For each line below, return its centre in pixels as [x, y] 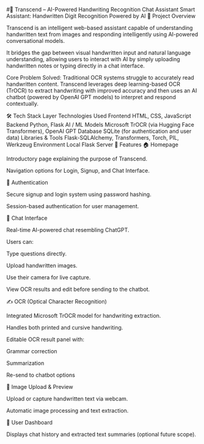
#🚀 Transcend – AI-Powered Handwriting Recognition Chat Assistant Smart [101, 9]
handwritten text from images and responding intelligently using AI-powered [102, 34]
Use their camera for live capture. [49, 277]
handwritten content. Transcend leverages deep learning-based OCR [93, 84]
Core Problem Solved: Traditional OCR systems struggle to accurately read [100, 77]
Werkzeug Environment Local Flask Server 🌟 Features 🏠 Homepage [93, 145]
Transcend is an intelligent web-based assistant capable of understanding [100, 28]
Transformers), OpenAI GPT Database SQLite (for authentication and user [99, 131]
